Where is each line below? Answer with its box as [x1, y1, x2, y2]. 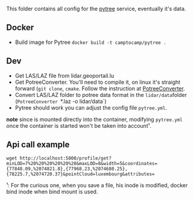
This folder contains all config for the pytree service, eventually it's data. [6, 5, 186, 12]
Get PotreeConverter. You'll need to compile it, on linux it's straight [14, 78, 181, 86]
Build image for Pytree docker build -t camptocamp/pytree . [14, 39, 167, 46]
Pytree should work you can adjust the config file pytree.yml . [14, 104, 167, 111]
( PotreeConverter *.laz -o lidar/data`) [14, 98, 107, 105]
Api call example [6, 140, 70, 150]
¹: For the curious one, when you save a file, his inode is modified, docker [6, 182, 188, 189]
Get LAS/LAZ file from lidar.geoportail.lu [14, 72, 114, 79]
